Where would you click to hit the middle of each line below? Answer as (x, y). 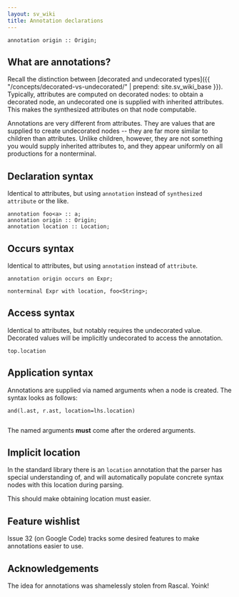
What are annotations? (59, 62)
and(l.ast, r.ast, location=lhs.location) (71, 411)
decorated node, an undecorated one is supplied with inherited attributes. (116, 102)
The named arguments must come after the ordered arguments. (102, 430)
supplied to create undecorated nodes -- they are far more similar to (108, 131)
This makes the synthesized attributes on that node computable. (102, 110)
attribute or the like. (38, 201)
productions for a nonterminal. (52, 154)
